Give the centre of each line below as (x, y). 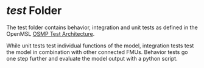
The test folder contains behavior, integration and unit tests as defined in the (102, 27)
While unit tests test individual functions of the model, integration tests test (100, 46)
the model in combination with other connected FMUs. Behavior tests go (97, 52)
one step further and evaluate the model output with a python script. (92, 58)
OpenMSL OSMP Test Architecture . (51, 33)
